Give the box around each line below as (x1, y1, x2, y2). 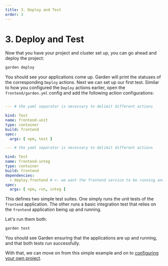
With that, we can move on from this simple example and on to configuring (5, 250, 159, 256)
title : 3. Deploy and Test (5, 7, 61, 12)
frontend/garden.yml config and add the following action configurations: (5, 90, 154, 96)
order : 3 (5, 12, 23, 17)
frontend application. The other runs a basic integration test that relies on (5, 201, 156, 207)
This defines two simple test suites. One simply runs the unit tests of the (5, 196, 154, 202)
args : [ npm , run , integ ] (9, 187, 66, 192)
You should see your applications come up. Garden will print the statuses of (5, 74, 161, 80)
